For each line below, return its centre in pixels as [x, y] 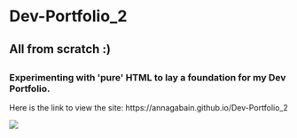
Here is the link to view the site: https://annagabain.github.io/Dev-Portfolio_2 [148, 108]
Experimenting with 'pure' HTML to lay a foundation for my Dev [148, 77]
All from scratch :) [60, 49]
